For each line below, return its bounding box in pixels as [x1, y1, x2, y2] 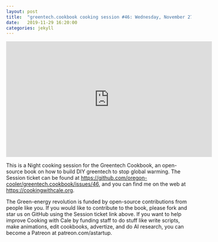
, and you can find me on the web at [99, 180, 186, 188]
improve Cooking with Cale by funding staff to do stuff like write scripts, [6, 217, 180, 224]
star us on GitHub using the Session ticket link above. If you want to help [6, 211, 182, 218]
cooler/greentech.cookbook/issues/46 [6, 180, 99, 188]
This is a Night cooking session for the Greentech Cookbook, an [6, 162, 161, 169]
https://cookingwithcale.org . [6, 187, 75, 194]
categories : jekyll [6, 25, 54, 31]
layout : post [6, 8, 38, 15]
